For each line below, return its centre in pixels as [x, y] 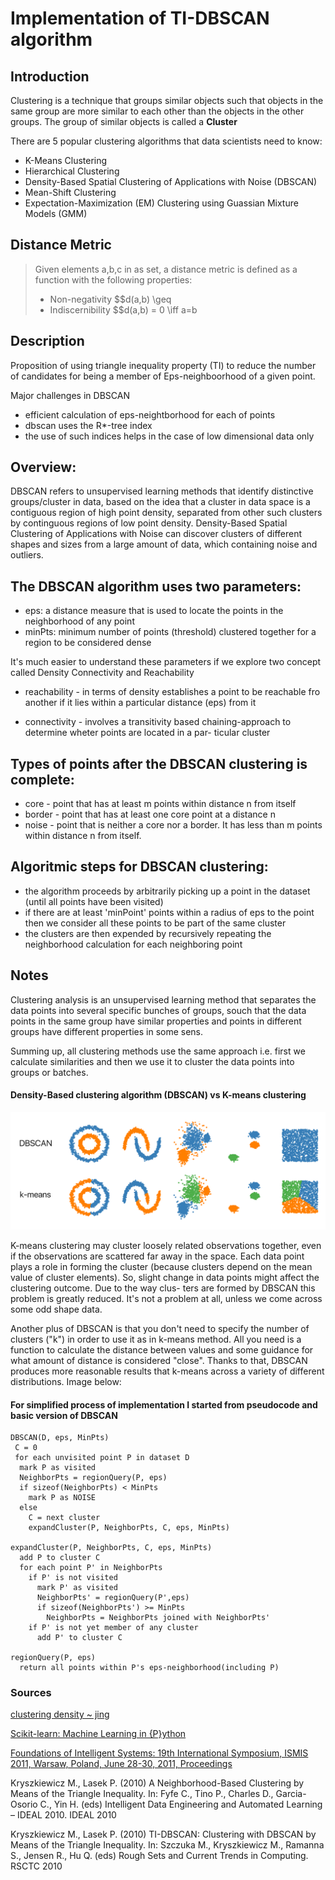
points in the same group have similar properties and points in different [156, 1021]
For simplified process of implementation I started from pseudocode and [164, 1404]
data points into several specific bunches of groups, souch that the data [158, 1010]
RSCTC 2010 [36, 1866]
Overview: [43, 467]
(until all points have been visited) [94, 901]
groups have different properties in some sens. [107, 1031]
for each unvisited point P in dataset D [102, 1458]
